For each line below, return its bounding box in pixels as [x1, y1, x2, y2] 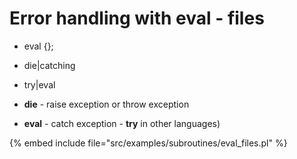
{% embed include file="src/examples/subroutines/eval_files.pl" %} [9, 137, 288, 149]
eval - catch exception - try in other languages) [23, 117, 221, 129]
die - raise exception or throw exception [23, 98, 190, 110]
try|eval [23, 78, 56, 91]
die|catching [23, 59, 76, 71]
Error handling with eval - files [9, 7, 265, 30]
